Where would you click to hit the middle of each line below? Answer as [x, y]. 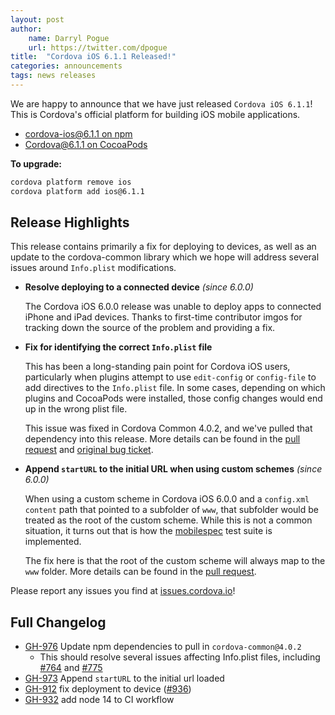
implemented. [53, 542]
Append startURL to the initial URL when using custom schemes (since [173, 469]
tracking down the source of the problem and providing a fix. [150, 328]
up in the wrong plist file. [76, 409]
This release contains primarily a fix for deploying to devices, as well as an [163, 247]
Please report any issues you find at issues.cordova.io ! [123, 591]
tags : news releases [53, 76]
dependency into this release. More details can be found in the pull [162, 439]
